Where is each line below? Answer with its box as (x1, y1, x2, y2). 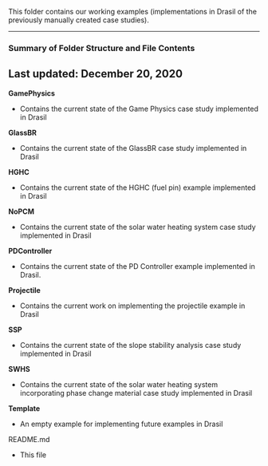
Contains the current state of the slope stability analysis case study (19, 340, 242, 349)
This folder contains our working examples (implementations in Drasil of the (8, 7, 258, 16)
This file (19, 450, 46, 460)
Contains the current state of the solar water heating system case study (19, 222, 257, 231)
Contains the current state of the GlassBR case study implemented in (19, 143, 247, 152)
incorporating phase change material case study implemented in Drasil (19, 388, 253, 397)
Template (8, 403, 41, 413)
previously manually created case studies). (8, 15, 149, 25)
